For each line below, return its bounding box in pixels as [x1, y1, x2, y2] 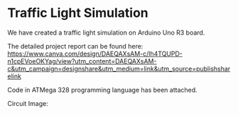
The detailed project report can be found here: [7, 42, 144, 50]
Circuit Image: [7, 99, 48, 107]
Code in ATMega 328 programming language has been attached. [7, 85, 198, 94]
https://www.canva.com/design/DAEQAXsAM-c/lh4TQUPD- [7, 49, 183, 58]
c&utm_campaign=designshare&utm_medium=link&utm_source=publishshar [7, 64, 231, 73]
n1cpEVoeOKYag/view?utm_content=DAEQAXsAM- [7, 56, 157, 65]
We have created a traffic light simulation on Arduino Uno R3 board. [7, 28, 205, 37]
